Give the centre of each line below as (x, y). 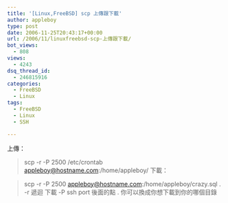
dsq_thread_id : (29, 71)
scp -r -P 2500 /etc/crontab (63, 162)
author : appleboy (32, 20)
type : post (23, 26)
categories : (24, 84)
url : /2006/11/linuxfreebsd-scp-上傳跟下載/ (69, 39)
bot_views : (23, 45)
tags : (15, 103)
